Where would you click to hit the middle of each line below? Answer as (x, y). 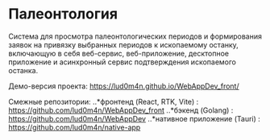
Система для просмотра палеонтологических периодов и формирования (135, 36)
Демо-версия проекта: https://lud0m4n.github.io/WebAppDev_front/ (124, 86)
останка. (23, 70)
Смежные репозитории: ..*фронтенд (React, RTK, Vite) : (104, 101)
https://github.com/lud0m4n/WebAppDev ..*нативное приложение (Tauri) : (134, 118)
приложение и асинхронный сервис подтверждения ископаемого (122, 62)
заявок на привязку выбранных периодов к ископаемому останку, (124, 44)
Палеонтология (63, 14)
